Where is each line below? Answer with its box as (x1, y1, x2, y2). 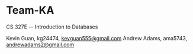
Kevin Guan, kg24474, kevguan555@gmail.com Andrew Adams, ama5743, (6, 34, 188, 42)
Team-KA (6, 4, 54, 17)
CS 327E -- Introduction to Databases (6, 23, 98, 30)
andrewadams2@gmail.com (6, 41, 75, 48)
